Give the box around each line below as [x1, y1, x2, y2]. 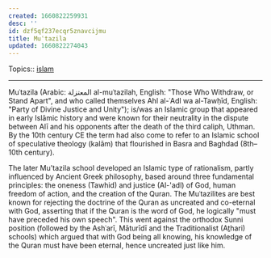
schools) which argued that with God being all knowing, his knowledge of [8, 232, 252, 242]
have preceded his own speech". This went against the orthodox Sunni [8, 215, 244, 225]
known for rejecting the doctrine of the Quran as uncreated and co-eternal [8, 197, 256, 207]
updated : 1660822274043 [8, 42, 89, 50]
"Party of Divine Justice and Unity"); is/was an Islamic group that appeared [8, 104, 258, 114]
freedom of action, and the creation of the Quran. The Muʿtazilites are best [8, 189, 256, 199]
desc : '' [8, 19, 38, 27]
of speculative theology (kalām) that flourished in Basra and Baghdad [8, 139, 239, 149]
